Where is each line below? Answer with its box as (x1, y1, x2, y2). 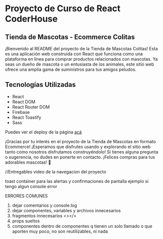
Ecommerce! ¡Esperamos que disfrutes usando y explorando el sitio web (5, 144, 151, 150)
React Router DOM (12, 104, 50, 110)
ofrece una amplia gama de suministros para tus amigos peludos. (5, 66, 137, 72)
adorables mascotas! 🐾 (5, 159, 51, 165)
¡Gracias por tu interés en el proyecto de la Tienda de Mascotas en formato (5, 138, 156, 144)
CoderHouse (5, 13, 58, 24)
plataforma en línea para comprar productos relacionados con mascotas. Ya (5, 56, 158, 62)
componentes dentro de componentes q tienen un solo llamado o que (12, 223, 153, 229)
